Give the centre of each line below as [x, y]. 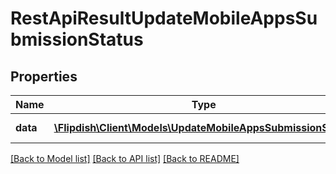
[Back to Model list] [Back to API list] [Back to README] [125, 158]
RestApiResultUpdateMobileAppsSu [164, 18]
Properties [44, 76]
